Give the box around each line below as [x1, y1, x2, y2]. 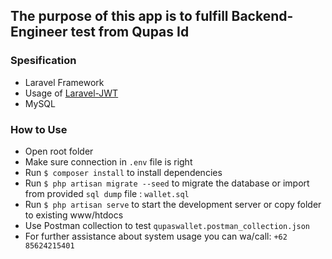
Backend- [231, 8, 294, 25]
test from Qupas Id [70, 24, 190, 41]
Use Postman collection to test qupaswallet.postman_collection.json [24, 219, 311, 231]
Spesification [10, 54, 77, 68]
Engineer [10, 24, 68, 41]
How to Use [10, 122, 68, 136]
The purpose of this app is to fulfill [10, 8, 229, 25]
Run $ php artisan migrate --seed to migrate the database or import [24, 177, 310, 189]
